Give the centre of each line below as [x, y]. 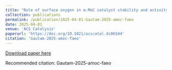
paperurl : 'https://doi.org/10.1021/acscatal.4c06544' [65, 34]
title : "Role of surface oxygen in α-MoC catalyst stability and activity [87, 10]
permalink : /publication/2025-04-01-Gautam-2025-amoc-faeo [70, 19]
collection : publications [33, 15]
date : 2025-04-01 [24, 24]
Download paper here [28, 53]
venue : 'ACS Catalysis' [31, 29]
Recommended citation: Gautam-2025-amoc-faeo [58, 63]
